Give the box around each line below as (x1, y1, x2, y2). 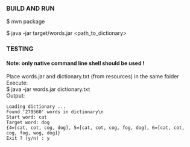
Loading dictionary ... (6, 104, 66, 110)
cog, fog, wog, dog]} (6, 130, 61, 136)
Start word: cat (6, 114, 47, 120)
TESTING (6, 45, 34, 53)
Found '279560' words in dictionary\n (6, 109, 104, 115)
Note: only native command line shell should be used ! (6, 59, 145, 67)
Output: (6, 92, 25, 99)
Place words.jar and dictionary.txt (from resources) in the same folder (6, 73, 179, 80)
